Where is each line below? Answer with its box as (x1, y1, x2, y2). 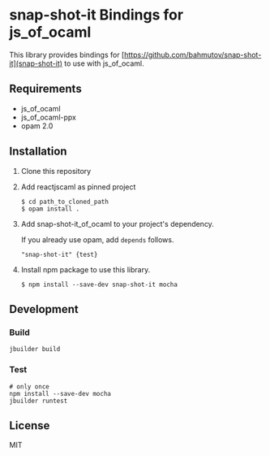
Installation (9, 145, 67, 159)
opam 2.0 (20, 120, 54, 131)
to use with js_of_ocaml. (64, 59, 144, 68)
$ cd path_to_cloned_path (20, 198, 109, 206)
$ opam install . (20, 205, 80, 213)
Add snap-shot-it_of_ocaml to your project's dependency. (20, 219, 214, 228)
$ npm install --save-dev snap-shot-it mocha (20, 280, 178, 289)
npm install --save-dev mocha (9, 389, 112, 397)
